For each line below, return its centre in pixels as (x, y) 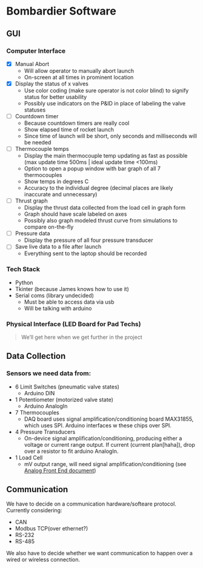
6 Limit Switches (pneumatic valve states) (67, 387)
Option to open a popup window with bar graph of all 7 (92, 169)
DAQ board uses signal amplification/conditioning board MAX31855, (109, 419)
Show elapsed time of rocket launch (69, 130)
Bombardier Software (61, 11)
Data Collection (36, 356)
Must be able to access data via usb (69, 302)
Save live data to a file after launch (58, 247)
